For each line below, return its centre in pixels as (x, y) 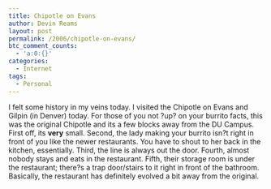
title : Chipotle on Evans (52, 16)
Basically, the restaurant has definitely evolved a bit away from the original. (134, 176)
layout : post (30, 31)
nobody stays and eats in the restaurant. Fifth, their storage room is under (132, 158)
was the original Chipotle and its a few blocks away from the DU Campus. (131, 124)
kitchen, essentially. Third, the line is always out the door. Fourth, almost (129, 150)
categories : (28, 62)
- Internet (34, 69)
